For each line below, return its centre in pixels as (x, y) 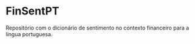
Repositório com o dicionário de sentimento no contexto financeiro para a (97, 28)
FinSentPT (33, 11)
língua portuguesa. (29, 34)
